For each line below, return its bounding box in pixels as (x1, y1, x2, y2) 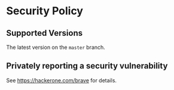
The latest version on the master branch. (6, 44, 106, 51)
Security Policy (6, 4, 84, 18)
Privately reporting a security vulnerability (6, 61, 168, 71)
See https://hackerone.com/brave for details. (6, 76, 117, 84)
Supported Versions (6, 28, 83, 38)
